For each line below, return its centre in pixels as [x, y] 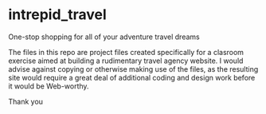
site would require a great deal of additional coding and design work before [132, 77]
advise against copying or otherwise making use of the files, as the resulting [133, 69]
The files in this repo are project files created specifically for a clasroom [126, 52]
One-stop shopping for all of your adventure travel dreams [104, 37]
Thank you [26, 101]
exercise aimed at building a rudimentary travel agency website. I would [126, 61]
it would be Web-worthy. [49, 86]
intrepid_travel [57, 15]
